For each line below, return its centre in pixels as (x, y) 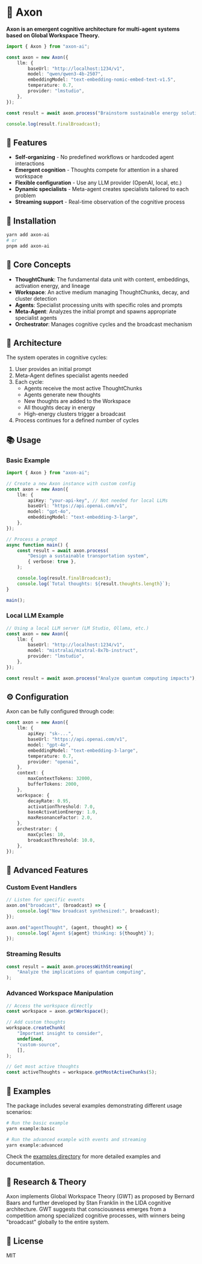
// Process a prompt (32, 539)
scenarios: (19, 1112)
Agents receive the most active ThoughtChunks (83, 389)
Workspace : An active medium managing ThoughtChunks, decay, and (102, 292)
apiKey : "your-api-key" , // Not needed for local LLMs (98, 500)
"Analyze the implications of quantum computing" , (82, 972)
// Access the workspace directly (50, 1006)
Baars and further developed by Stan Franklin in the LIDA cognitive (89, 1203)
